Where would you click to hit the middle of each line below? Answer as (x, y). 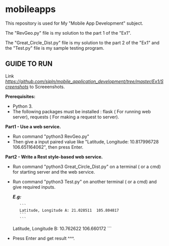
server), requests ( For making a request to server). (66, 117)
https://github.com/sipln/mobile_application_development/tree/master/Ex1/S (84, 81)
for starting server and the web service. (54, 172)
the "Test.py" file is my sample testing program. (55, 48)
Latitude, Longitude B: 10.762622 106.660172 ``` (62, 228)
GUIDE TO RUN (29, 64)
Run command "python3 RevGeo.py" (51, 136)
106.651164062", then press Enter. (48, 147)
